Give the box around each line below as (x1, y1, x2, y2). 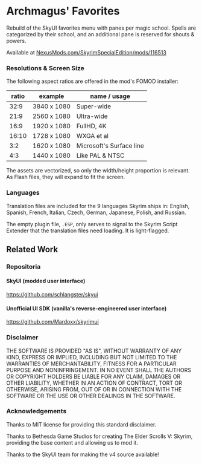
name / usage (90, 92, 131, 100)
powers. (6, 37, 27, 44)
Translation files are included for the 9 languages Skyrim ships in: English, (6, 202, 190, 209)
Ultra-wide (76, 112, 108, 120)
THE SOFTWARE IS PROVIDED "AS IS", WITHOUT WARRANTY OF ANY (6, 347, 182, 355)
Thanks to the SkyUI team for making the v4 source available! (6, 451, 160, 458)
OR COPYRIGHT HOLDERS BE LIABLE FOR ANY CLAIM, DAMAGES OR (6, 373, 181, 380)
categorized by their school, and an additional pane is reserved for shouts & (6, 30, 195, 38)
